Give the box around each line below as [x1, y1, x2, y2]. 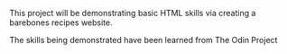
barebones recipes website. [9, 17, 113, 28]
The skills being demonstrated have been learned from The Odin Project [9, 35, 278, 45]
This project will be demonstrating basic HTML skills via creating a [9, 8, 256, 18]
